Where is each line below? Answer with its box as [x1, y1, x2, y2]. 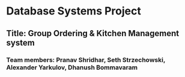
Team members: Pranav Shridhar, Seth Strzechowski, [6, 55, 166, 64]
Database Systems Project [6, 4, 141, 18]
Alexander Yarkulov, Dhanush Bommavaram [6, 63, 138, 72]
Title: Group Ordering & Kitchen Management [6, 28, 179, 38]
